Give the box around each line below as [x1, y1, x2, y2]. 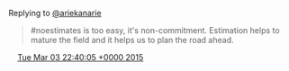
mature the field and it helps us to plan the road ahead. [30, 35, 235, 45]
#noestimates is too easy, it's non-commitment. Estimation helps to [30, 25, 280, 35]
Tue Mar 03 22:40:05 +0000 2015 [16, 52, 144, 62]
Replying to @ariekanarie [8, 8, 102, 18]
